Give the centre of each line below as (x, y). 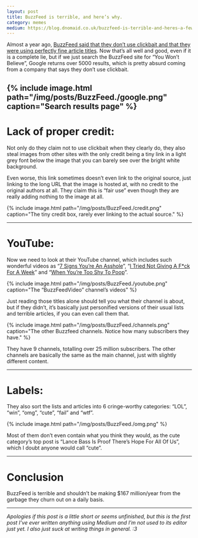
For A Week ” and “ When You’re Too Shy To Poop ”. (67, 272)
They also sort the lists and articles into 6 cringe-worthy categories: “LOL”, (97, 407)
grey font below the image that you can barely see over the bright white (93, 160)
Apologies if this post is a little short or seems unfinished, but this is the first (98, 516)
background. (22, 166)
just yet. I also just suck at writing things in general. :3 (72, 529)
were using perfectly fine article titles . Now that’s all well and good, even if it (99, 51)
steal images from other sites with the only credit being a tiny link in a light (97, 154)
